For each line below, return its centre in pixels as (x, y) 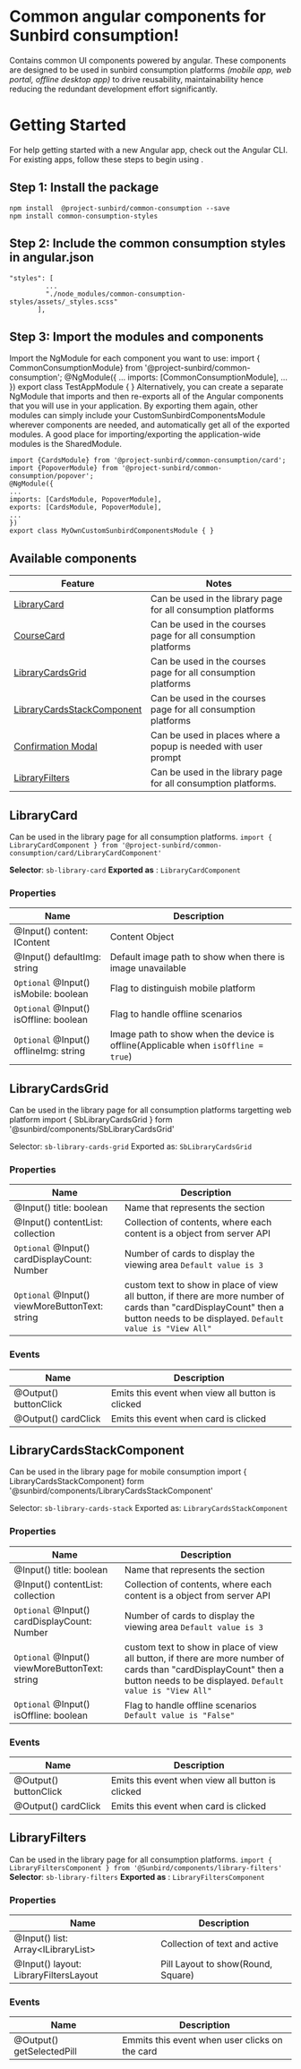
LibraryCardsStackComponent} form (77, 1481)
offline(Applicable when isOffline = (187, 1045)
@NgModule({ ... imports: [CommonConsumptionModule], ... (176, 377)
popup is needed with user (207, 747)
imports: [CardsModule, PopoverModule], (86, 500)
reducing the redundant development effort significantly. (113, 89)
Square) (178, 1975)
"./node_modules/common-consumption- (116, 294)
